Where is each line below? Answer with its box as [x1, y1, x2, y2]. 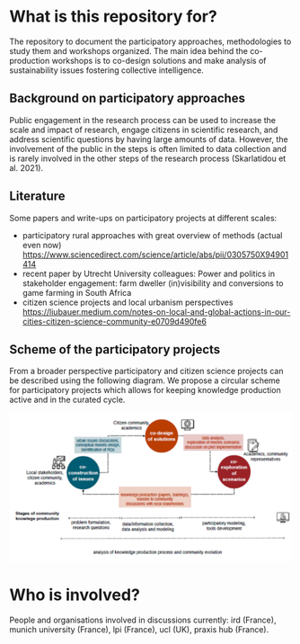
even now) [22, 239, 62, 250]
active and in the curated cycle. [9, 394, 126, 406]
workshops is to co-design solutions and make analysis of [51, 55, 267, 66]
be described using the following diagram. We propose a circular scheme [9, 375, 281, 386]
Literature [9, 189, 66, 204]
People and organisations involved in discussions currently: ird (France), [9, 614, 277, 625]
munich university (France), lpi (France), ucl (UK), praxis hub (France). [9, 623, 269, 635]
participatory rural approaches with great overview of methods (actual [22, 229, 283, 240]
